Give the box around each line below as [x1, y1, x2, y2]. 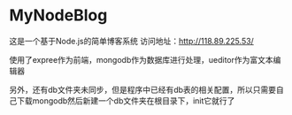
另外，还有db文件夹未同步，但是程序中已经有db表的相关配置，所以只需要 [9, 84, 277, 95]
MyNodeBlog [9, 5, 108, 26]
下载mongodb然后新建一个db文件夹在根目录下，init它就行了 [16, 95, 235, 106]
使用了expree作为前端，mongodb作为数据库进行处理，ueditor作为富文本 [9, 54, 273, 65]
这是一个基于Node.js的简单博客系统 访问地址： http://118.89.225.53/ [9, 35, 254, 46]
